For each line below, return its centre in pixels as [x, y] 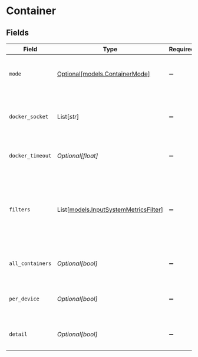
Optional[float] [77, 156]
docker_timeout [30, 155]
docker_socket [29, 117]
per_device [24, 299]
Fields [18, 33]
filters [20, 210]
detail [18, 334]
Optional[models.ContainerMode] [103, 74]
